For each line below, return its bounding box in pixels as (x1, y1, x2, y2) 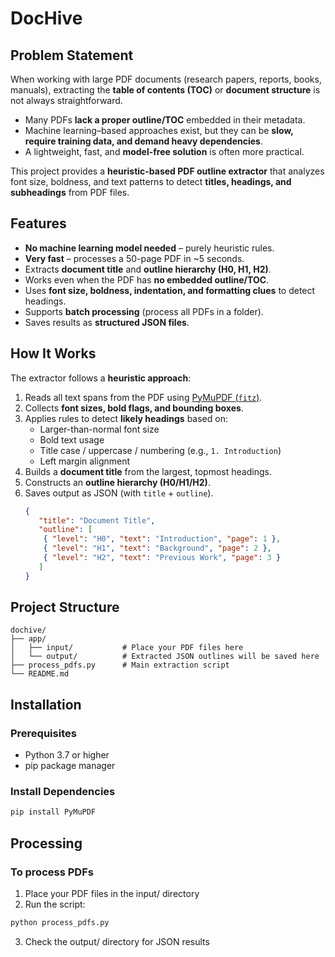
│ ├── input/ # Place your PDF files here (10, 643, 244, 653)
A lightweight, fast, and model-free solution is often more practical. (24, 146, 305, 157)
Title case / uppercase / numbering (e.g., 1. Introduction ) (39, 444, 282, 456)
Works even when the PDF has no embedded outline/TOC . (24, 273, 270, 286)
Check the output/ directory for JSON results (24, 935, 210, 947)
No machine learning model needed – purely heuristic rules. (24, 242, 275, 254)
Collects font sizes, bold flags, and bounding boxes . (24, 402, 244, 414)
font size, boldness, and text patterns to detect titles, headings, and (10, 176, 292, 187)
